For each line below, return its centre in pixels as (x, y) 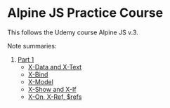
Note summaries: (32, 46)
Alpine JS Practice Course (85, 13)
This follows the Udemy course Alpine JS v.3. (73, 32)
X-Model (41, 81)
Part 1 (26, 59)
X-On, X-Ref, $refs (55, 97)
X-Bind (38, 74)
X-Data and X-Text (55, 67)
